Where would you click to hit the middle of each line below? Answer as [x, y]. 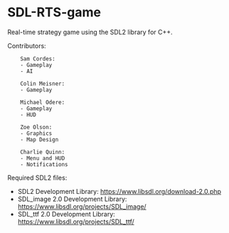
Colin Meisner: [43, 83]
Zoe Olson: [36, 127]
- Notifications [44, 164]
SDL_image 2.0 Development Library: [72, 199]
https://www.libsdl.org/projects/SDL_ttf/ [76, 222]
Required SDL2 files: [37, 178]
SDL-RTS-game [54, 12]
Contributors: [27, 45]
